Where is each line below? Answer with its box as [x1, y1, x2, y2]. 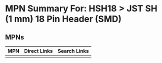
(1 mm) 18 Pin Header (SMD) [5, 13, 122, 25]
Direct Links [24, 48, 53, 54]
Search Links [57, 48, 89, 54]
